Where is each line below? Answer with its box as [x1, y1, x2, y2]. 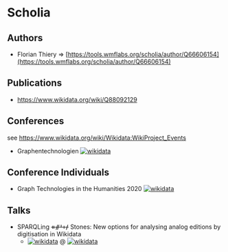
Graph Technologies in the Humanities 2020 [16, 185, 142, 193]
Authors [7, 32, 43, 44]
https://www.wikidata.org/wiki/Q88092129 [16, 95, 137, 103]
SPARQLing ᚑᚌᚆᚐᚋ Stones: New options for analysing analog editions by [16, 223, 221, 231]
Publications [7, 77, 62, 89]
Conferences [7, 115, 65, 127]
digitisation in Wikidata [16, 230, 82, 238]
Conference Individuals [7, 166, 110, 179]
